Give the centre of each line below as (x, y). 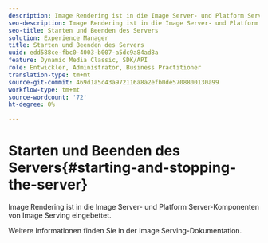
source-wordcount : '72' (48, 97)
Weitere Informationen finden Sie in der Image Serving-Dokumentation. (125, 231)
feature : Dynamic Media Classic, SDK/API (78, 61)
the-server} (48, 185)
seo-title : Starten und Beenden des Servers (83, 30)
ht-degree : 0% (32, 104)
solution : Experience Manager (59, 38)
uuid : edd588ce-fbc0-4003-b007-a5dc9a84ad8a (83, 53)
